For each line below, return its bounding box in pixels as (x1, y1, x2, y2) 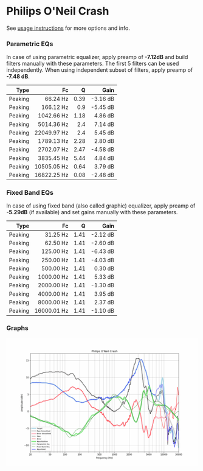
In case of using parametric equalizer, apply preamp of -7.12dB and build (6, 54, 188, 61)
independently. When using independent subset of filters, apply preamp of (6, 66, 193, 74)
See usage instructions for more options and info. (6, 24, 131, 32)
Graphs (6, 324, 29, 332)
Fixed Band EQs (6, 188, 53, 197)
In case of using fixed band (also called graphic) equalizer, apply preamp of (6, 202, 196, 209)
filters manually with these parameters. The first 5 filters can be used (6, 60, 179, 68)
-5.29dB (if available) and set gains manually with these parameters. (6, 209, 178, 216)
